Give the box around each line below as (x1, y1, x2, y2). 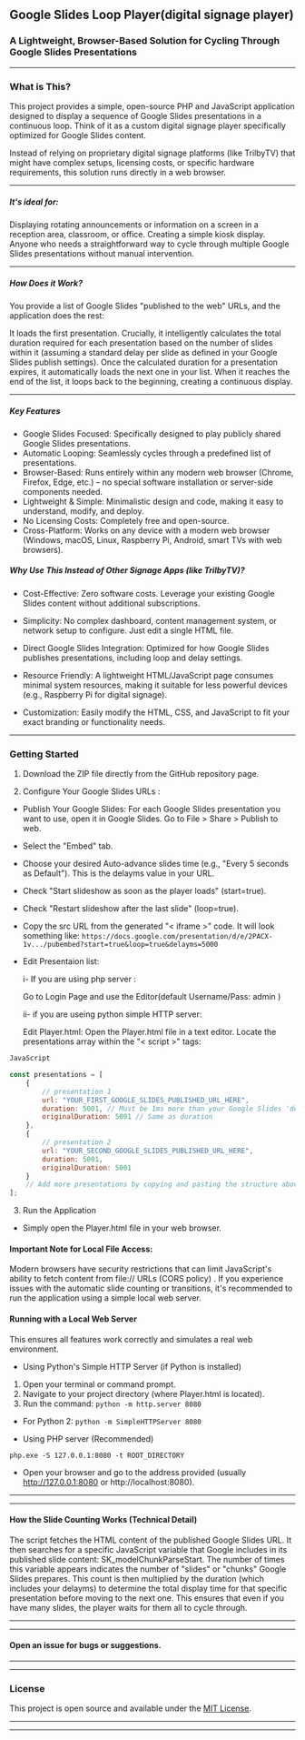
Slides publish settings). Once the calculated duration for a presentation (9, 357, 279, 367)
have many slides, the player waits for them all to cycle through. (9, 1602, 248, 1613)
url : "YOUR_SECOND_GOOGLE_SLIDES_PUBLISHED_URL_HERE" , (42, 1146, 254, 1155)
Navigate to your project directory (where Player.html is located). (22, 1388, 265, 1399)
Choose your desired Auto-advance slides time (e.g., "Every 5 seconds (22, 859, 289, 870)
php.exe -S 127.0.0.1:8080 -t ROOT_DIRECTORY (9, 1451, 184, 1460)
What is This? (9, 80, 71, 93)
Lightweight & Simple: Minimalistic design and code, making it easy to (22, 496, 284, 507)
